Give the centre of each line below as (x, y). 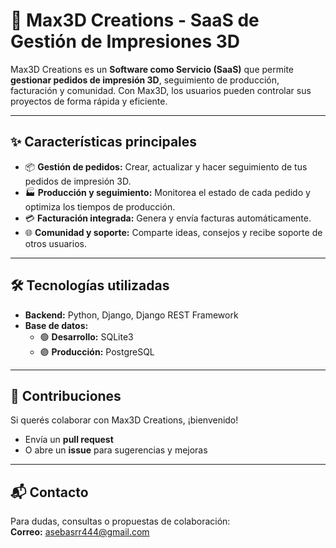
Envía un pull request (69, 440)
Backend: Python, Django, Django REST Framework (131, 315)
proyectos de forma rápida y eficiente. (89, 101)
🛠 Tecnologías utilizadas (90, 285)
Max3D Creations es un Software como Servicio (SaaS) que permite (152, 69)
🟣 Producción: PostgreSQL (97, 351)
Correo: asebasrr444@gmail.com (80, 532)
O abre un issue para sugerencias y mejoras (116, 450)
